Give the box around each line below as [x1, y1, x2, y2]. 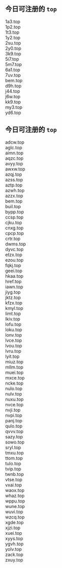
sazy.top [5, 433, 23, 439]
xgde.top [5, 519, 24, 525]
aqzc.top [5, 155, 24, 161]
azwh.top [5, 187, 25, 193]
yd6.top [5, 109, 21, 115]
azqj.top [5, 171, 22, 177]
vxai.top [5, 482, 22, 488]
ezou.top [5, 257, 24, 263]
